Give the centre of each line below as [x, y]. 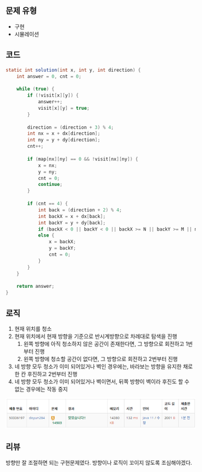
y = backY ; [62, 248]
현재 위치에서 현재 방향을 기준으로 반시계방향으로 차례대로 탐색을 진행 [96, 336]
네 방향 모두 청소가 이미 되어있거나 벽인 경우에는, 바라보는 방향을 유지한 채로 [104, 366]
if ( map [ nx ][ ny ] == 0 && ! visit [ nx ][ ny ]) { [83, 159]
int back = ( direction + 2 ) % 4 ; [80, 210]
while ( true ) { [36, 89]
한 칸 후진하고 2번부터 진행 [46, 374]
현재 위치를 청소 [33, 328]
